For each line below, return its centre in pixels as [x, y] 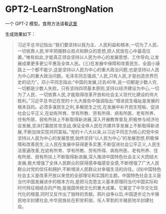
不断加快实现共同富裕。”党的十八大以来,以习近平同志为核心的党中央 [91, 132]
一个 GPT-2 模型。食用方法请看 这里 [41, 23]
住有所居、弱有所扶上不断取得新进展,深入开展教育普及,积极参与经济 [86, 119]
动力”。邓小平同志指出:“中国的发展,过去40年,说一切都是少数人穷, [92, 82]
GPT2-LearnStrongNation [59, 9]
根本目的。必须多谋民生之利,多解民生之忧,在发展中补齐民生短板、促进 [88, 107]
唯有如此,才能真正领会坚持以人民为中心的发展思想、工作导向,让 [90, 57]
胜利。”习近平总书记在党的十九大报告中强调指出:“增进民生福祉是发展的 [88, 101]
